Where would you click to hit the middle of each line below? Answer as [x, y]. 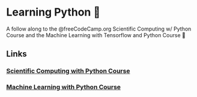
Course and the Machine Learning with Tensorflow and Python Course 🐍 [96, 35]
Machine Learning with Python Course [64, 87]
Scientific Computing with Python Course [68, 71]
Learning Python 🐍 [53, 12]
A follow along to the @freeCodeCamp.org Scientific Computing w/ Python [99, 29]
